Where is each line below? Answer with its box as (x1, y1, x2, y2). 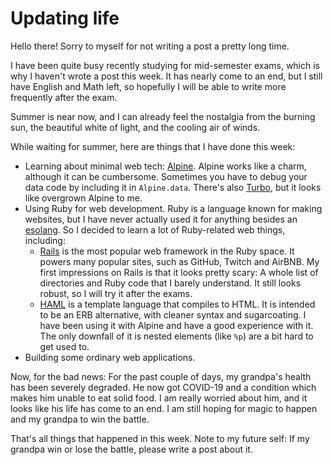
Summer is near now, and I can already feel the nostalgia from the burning (10, 110, 316, 122)
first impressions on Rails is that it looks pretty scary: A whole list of (39, 266, 319, 278)
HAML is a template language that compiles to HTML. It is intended (39, 298, 316, 310)
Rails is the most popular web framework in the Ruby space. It (39, 245, 295, 257)
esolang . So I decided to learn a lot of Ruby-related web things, (24, 223, 286, 236)
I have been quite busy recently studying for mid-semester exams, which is (10, 59, 320, 71)
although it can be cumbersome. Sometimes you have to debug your (24, 170, 308, 182)
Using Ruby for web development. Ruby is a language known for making (24, 202, 323, 214)
